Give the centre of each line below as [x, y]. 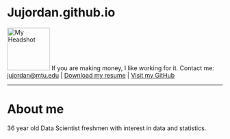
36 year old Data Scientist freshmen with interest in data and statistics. [107, 128]
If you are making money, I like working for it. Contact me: [132, 68]
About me [36, 109]
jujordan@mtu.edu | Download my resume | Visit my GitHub [91, 75]
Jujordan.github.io [61, 13]
